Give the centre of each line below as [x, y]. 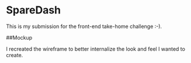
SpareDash [34, 10]
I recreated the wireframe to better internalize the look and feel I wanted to [96, 49]
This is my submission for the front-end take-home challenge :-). [84, 26]
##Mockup [19, 37]
